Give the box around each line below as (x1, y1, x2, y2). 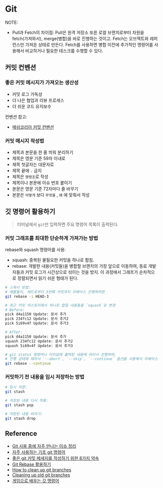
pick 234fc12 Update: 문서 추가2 (5, 316, 69, 322)
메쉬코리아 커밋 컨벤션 (12, 124, 54, 130)
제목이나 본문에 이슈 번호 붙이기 (12, 180, 72, 185)
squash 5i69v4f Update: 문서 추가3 (5, 343, 73, 348)
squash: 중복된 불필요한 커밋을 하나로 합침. (12, 257, 94, 263)
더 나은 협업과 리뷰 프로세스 (12, 97, 65, 103)
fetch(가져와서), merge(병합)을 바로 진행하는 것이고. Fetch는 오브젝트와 (12, 36, 149, 41)
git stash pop (5, 403, 34, 408)
